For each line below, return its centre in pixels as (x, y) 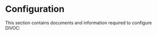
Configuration (35, 9)
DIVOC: (13, 28)
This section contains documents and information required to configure (78, 23)
